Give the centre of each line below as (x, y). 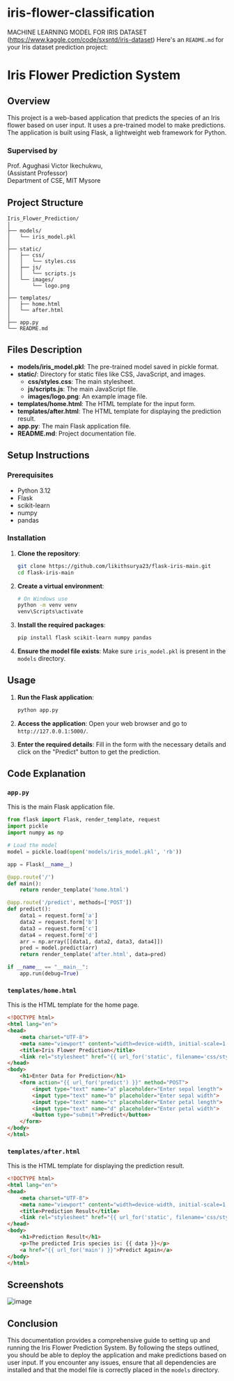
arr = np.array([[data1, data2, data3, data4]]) (92, 941)
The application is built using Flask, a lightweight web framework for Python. (117, 132)
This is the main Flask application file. (61, 807)
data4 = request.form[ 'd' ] (59, 935)
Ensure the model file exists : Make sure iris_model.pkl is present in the (122, 651)
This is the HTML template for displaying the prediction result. (96, 1166)
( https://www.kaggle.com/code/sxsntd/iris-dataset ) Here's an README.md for (116, 39)
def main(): (24, 883)
